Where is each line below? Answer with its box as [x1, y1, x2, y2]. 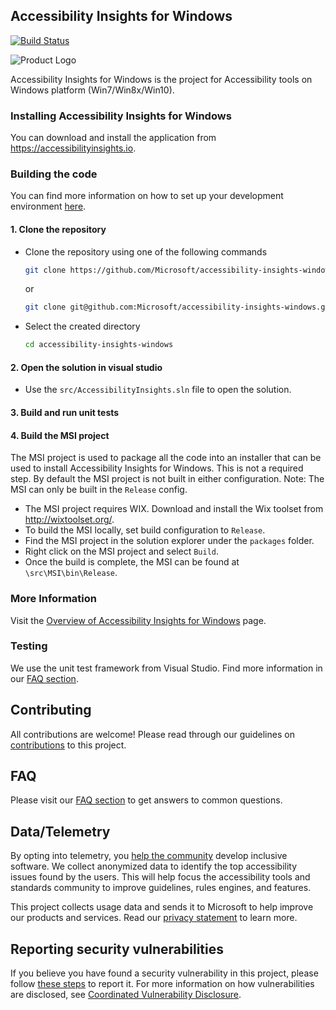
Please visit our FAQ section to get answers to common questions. [10, 794, 283, 806]
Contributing [10, 702, 92, 719]
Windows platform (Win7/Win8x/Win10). [10, 84, 175, 96]
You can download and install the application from [10, 132, 217, 144]
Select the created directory [24, 320, 141, 333]
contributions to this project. [10, 739, 127, 751]
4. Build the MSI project [10, 429, 110, 441]
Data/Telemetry [10, 823, 111, 840]
